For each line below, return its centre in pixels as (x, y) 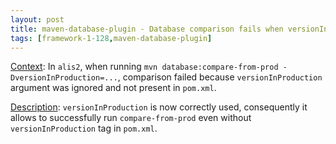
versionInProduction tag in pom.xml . (84, 128)
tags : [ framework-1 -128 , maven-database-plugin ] (111, 38)
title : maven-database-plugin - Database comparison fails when (147, 29)
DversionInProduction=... (64, 78)
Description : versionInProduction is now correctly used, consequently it (159, 107)
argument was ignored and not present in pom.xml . (113, 88)
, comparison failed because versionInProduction (220, 77)
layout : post (37, 19)
